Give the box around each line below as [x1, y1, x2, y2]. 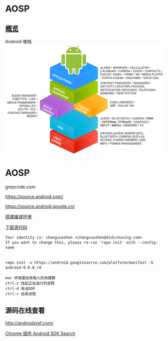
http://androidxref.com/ [5, 320, 54, 326]
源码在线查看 [5, 306, 45, 315]
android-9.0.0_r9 [5, 265, 42, 270]
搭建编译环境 [5, 213, 32, 219]
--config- [137, 240, 158, 245]
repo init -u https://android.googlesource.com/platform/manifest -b [5, 260, 154, 265]
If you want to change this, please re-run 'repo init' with [5, 240, 136, 245]
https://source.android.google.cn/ [5, 203, 75, 209]
